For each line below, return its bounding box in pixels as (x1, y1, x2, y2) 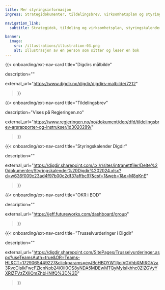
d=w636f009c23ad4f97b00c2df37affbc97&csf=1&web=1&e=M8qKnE (5, 173, 146, 179)
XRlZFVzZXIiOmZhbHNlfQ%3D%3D (5, 270, 78, 276)
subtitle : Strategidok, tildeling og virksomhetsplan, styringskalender (9, 25, 162, 30)
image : (9, 39, 23, 44)
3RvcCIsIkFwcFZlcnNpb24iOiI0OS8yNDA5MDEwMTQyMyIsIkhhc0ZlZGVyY (5, 265, 158, 271)
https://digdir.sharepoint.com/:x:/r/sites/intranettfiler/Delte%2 (33, 162, 158, 168)
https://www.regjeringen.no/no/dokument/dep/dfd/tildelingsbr (33, 119, 160, 125)
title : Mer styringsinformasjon (5, 7, 71, 12)
